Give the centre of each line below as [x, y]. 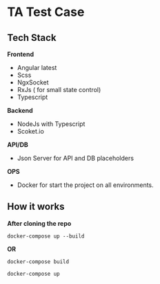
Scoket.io [31, 131]
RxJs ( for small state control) [59, 90]
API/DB [18, 145]
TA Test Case [46, 12]
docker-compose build [38, 261]
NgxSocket [33, 82]
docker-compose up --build [46, 236]
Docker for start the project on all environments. [85, 185]
